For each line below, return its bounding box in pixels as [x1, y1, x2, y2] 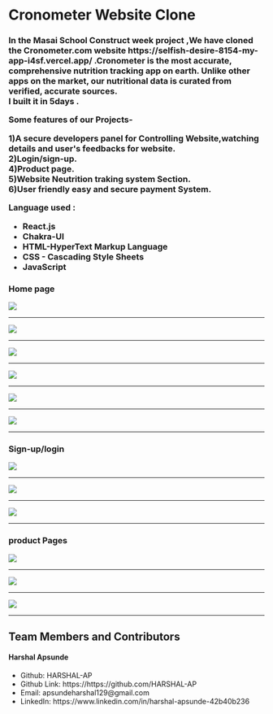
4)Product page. [8, 163, 75, 174]
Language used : [8, 202, 76, 213]
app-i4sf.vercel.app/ [8, 55, 93, 67]
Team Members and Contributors [8, 629, 180, 643]
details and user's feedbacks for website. [8, 142, 176, 154]
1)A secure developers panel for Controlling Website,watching [8, 133, 260, 144]
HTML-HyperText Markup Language [22, 241, 168, 252]
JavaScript [22, 261, 67, 272]
